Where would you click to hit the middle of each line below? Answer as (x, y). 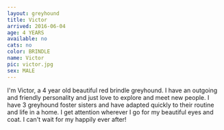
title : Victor (27, 20)
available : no (27, 39)
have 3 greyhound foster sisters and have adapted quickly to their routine (111, 105)
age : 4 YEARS (26, 32)
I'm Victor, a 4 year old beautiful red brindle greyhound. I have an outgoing (112, 90)
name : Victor (26, 58)
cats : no (20, 45)
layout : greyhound (33, 13)
